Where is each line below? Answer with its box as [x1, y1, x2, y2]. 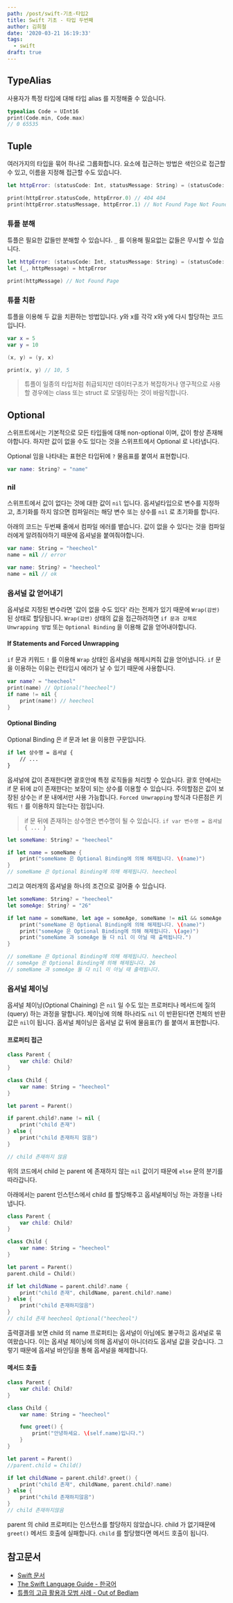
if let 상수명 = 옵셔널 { [7, 749, 74, 757]
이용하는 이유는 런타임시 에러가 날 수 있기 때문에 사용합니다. [14, 664, 175, 672]
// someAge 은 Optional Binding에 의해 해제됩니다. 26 [7, 960, 156, 967]
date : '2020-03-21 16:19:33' [7, 29, 92, 37]
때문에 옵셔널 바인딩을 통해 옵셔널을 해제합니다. [19, 1346, 148, 1354]
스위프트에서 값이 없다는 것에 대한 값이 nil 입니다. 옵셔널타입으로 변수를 [7, 499, 202, 508]
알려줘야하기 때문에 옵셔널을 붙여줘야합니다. [25, 531, 145, 540]
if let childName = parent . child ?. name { [7, 1282, 129, 1290]
